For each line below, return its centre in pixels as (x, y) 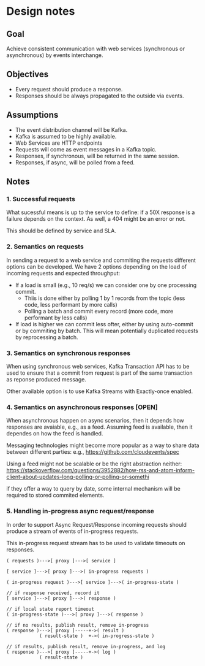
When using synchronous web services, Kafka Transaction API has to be (98, 366)
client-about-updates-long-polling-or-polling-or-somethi (78, 477)
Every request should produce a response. (69, 89)
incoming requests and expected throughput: (63, 273)
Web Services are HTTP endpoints (59, 143)
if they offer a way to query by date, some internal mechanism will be (93, 489)
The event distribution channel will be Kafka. (71, 129)
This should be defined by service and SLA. (61, 231)
